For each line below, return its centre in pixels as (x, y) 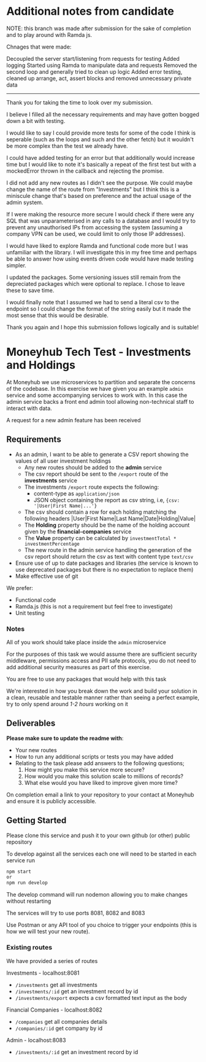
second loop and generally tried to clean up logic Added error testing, (94, 71)
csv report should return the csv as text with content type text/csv (109, 556)
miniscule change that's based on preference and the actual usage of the (99, 195)
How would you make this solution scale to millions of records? (104, 776)
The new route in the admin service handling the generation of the (108, 550)
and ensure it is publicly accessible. (51, 801)
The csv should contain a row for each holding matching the (100, 512)
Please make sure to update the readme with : (65, 738)
